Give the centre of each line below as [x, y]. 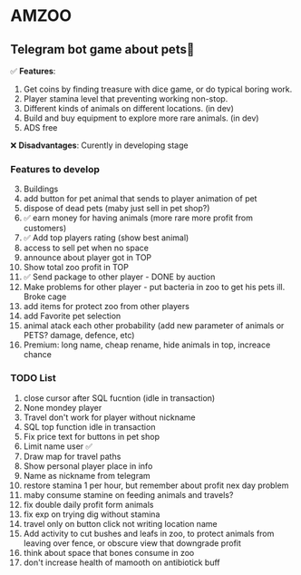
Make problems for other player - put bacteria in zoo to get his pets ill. [154, 287]
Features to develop [55, 169]
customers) [45, 229]
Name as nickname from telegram [87, 475]
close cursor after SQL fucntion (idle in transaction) [119, 398]
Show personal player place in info [88, 466]
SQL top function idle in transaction [89, 426]
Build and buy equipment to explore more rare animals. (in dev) [141, 118]
